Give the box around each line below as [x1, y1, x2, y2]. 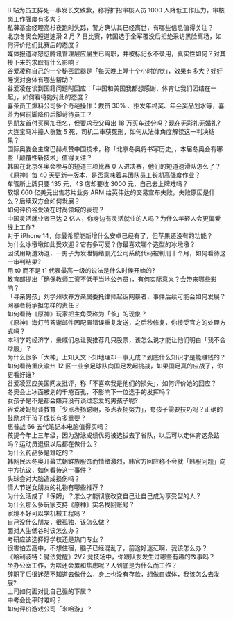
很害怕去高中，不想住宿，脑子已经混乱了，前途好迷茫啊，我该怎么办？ [7, 544, 208, 552]
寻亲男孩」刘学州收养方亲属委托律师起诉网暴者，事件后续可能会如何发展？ [12, 292, 226, 300]
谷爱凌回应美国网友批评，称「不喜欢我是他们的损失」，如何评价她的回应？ [7, 379, 217, 387]
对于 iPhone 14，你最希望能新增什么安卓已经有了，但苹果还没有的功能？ [7, 232, 214, 239]
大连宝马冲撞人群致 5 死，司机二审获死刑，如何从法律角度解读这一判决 [7, 128, 209, 135]
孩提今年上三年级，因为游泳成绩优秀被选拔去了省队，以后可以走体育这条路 [7, 431, 220, 439]
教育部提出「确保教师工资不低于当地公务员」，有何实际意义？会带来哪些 [7, 275, 211, 283]
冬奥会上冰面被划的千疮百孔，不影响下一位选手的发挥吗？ [7, 388, 171, 396]
